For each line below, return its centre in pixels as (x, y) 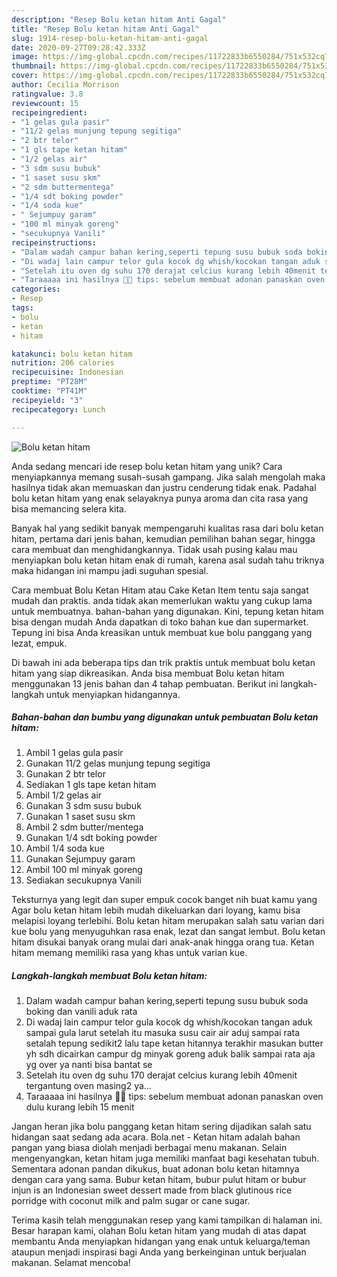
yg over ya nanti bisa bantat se (89, 1065)
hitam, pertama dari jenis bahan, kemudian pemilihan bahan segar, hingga (163, 538)
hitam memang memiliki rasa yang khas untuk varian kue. (129, 953)
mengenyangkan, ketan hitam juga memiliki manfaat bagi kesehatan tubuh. (165, 1158)
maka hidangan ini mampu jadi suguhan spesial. (110, 570)
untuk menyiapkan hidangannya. (113, 694)
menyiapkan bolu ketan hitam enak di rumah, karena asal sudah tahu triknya (168, 560)
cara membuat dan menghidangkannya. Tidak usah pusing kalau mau (154, 549)
